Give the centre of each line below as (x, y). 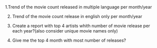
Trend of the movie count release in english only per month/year (77, 16)
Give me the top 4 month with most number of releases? (69, 40)
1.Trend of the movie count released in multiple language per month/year (78, 7)
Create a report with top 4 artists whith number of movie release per (81, 26)
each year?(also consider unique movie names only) (65, 31)
